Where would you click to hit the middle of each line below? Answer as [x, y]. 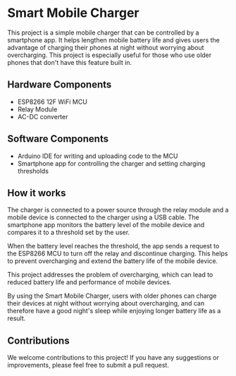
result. [17, 318]
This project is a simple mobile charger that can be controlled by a [103, 32]
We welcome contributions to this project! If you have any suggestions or [113, 358]
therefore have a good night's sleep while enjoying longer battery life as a [114, 311]
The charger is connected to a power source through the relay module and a [118, 210]
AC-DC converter [43, 116]
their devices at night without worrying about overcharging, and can [106, 303]
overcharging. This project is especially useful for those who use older [110, 55]
